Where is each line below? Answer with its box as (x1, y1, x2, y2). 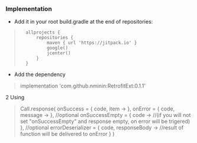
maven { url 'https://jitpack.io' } (46, 40, 137, 46)
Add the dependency (14, 71, 66, 78)
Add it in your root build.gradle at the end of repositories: (14, 18, 153, 25)
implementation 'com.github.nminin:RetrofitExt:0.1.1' (20, 82, 146, 90)
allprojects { (25, 30, 60, 35)
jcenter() (46, 50, 71, 56)
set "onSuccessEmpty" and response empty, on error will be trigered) (20, 118, 190, 125)
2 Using (5, 94, 25, 101)
